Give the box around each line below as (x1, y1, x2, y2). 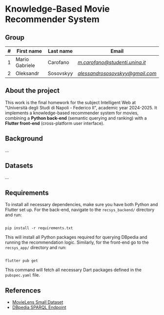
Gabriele (15, 62, 35, 69)
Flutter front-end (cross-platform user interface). (5, 120, 104, 126)
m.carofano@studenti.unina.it (77, 59, 146, 65)
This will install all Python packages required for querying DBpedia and (5, 234, 147, 240)
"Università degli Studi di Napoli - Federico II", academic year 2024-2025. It (5, 105, 157, 110)
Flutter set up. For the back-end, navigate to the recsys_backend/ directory (5, 207, 155, 213)
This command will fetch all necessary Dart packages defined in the (5, 267, 142, 273)
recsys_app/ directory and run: (5, 245, 67, 251)
